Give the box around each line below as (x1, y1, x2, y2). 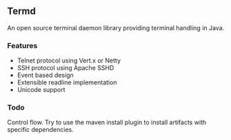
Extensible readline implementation (17, 78, 117, 86)
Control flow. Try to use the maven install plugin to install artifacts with (7, 118, 207, 126)
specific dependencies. (7, 126, 74, 134)
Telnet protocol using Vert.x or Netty (17, 56, 121, 65)
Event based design (17, 71, 74, 80)
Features (7, 40, 38, 50)
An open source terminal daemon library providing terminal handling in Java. (7, 23, 225, 32)
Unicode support (17, 86, 66, 94)
